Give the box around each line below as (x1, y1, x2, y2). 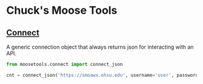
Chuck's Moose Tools (6, 4, 118, 17)
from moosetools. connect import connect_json (6, 61, 123, 67)
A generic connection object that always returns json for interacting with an (6, 43, 194, 50)
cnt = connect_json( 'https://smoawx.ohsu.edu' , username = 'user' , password (6, 72, 199, 78)
